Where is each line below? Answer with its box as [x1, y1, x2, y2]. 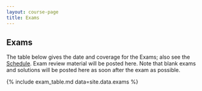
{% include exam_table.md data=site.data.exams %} [6, 78, 139, 86]
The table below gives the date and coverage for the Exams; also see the [6, 53, 190, 61]
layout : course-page [6, 9, 59, 15]
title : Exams [6, 15, 40, 21]
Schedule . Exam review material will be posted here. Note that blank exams [6, 60, 196, 67]
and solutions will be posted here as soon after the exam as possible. [6, 67, 181, 74]
